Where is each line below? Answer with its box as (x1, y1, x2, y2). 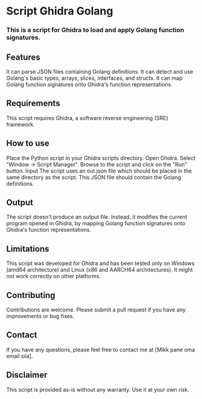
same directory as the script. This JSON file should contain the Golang (6, 173, 181, 180)
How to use (6, 138, 49, 148)
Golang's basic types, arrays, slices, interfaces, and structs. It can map (6, 74, 183, 81)
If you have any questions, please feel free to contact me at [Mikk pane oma (6, 346, 195, 353)
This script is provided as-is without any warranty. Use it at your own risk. (6, 386, 189, 393)
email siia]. (6, 352, 33, 360)
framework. (6, 121, 35, 128)
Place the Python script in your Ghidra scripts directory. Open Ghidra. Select (6, 154, 196, 161)
